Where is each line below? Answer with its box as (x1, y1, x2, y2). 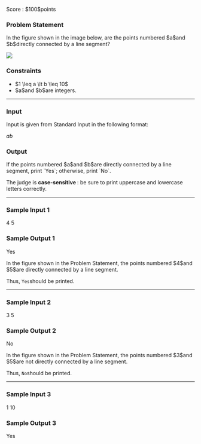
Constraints (6, 66, 42, 75)
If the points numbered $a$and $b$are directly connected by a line (6, 161, 172, 168)
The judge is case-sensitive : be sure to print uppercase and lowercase (6, 179, 184, 186)
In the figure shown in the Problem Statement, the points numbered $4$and (6, 259, 193, 266)
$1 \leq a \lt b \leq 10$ (14, 80, 69, 87)
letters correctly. (6, 185, 47, 193)
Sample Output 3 (6, 419, 57, 427)
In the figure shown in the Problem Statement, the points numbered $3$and (6, 352, 193, 359)
